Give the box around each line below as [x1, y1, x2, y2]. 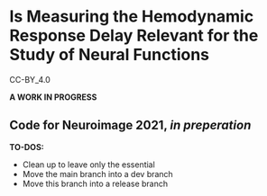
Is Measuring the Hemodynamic [9, 6, 254, 27]
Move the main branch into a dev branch [22, 168, 173, 179]
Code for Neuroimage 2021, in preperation [9, 118, 252, 133]
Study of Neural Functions [9, 45, 210, 65]
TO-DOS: [9, 141, 44, 152]
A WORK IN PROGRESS [9, 92, 97, 102]
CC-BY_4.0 [9, 74, 51, 85]
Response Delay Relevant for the [9, 25, 259, 46]
